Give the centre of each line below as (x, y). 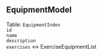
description (21, 41)
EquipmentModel (39, 10)
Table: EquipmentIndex (34, 24)
